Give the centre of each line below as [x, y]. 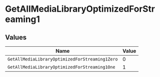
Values [16, 37]
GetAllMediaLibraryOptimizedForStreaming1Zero [63, 59]
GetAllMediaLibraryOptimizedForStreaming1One [61, 67]
